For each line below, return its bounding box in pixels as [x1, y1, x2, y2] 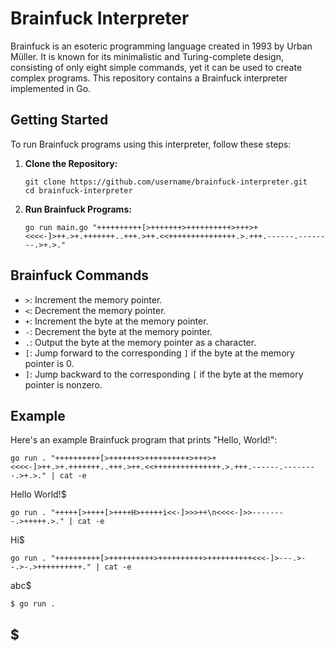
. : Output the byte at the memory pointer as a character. [24, 336, 257, 348]
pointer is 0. [24, 357, 75, 369]
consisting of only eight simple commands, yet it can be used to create [10, 61, 303, 73]
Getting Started [10, 112, 109, 129]
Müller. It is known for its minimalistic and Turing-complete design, [10, 50, 285, 62]
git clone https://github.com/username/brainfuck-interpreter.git [24, 177, 308, 187]
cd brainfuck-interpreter [24, 185, 133, 196]
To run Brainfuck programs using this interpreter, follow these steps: [10, 138, 292, 150]
